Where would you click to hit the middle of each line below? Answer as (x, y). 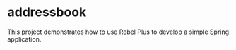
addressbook (47, 12)
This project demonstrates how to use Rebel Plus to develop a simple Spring (118, 32)
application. (24, 39)
